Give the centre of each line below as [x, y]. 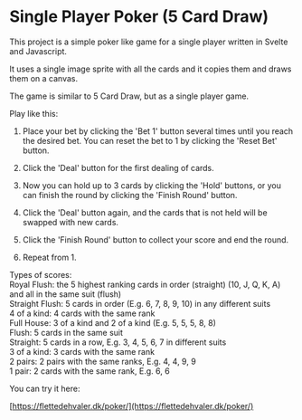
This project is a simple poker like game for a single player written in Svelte [149, 42]
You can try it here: [45, 388]
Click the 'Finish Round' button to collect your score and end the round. [156, 239]
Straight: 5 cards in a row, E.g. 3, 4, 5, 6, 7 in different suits [118, 342]
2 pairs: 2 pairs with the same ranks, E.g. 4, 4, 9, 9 [103, 361]
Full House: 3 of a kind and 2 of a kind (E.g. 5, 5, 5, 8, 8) [113, 322]
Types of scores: [41, 274]
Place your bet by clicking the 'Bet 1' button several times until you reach [158, 131]
